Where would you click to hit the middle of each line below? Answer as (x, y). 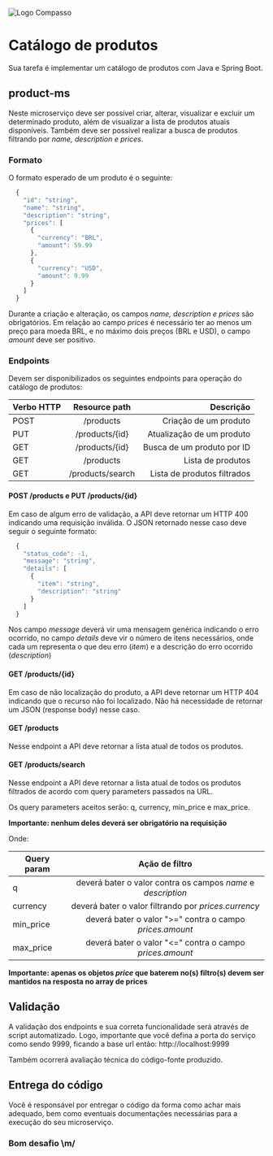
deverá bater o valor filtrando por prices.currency (165, 906)
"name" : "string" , (54, 207)
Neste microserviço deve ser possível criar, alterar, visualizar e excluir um (132, 113)
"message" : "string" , (59, 561)
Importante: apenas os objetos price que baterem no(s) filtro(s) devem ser (136, 973)
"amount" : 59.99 (65, 246)
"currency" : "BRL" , (71, 238)
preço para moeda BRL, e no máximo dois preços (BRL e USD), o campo (129, 331)
